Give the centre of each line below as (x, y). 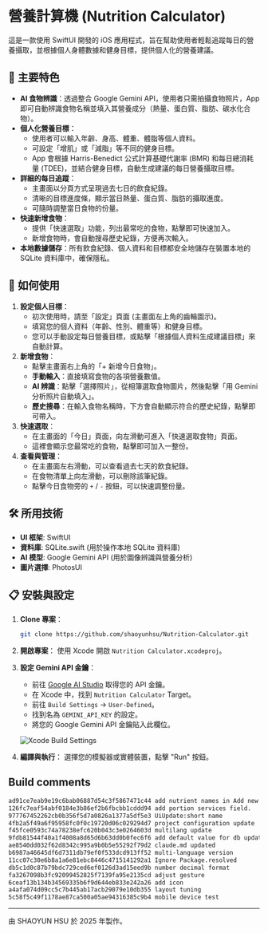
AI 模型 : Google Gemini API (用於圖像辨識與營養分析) (106, 557)
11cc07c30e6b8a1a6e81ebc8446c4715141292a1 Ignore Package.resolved (123, 860)
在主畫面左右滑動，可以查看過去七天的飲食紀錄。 (112, 466)
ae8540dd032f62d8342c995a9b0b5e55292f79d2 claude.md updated (112, 846)
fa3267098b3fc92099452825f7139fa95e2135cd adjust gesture (106, 875)
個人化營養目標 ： (48, 128)
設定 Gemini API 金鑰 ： (58, 668)
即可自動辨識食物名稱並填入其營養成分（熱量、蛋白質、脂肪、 (121, 108)
